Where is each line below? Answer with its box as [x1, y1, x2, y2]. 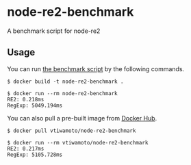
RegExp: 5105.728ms [7, 151, 63, 158]
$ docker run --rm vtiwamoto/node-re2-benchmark [7, 139, 149, 146]
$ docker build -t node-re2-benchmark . [7, 78, 125, 85]
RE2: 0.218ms [7, 96, 44, 103]
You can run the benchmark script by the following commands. [7, 64, 185, 73]
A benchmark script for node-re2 [7, 27, 101, 35]
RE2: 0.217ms [7, 145, 44, 152]
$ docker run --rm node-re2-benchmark [7, 90, 118, 97]
